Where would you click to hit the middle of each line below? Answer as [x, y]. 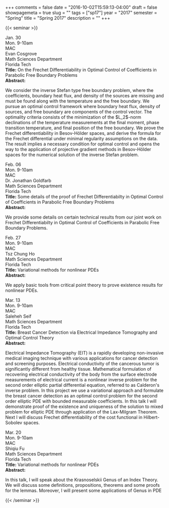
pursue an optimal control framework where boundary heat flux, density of [83, 106]
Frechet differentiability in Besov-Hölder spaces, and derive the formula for [83, 133]
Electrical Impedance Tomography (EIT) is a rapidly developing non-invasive [84, 353]
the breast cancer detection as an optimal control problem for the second [81, 396]
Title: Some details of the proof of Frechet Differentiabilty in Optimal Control [84, 197]
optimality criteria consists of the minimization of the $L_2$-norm [73, 117]
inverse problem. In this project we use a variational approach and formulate [84, 390]
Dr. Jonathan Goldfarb [28, 181]
